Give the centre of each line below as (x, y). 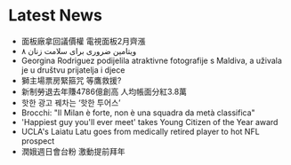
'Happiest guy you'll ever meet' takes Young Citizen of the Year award (150, 122)
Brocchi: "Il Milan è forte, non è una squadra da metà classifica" (138, 113)
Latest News (56, 16)
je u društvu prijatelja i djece (73, 70)
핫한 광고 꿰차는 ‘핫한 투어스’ (71, 102)
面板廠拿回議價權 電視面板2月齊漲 (83, 41)
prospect (38, 141)
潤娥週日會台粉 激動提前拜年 (73, 151)
